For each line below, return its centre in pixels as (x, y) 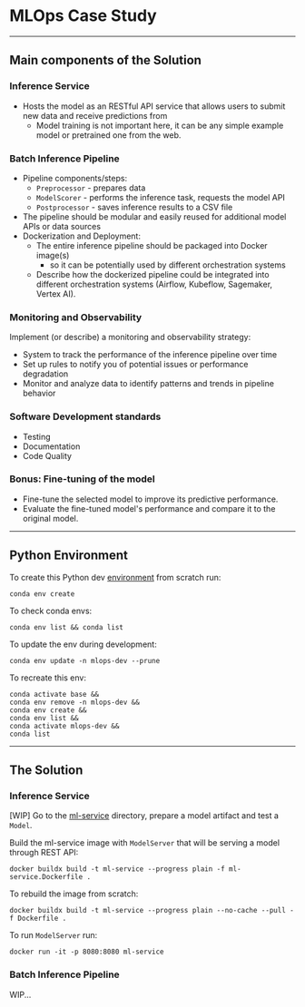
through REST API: (44, 853)
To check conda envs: (51, 611)
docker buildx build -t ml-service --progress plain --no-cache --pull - (152, 911)
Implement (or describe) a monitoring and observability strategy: (130, 337)
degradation (45, 374)
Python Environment (69, 556)
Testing (37, 436)
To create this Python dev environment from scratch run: (115, 577)
